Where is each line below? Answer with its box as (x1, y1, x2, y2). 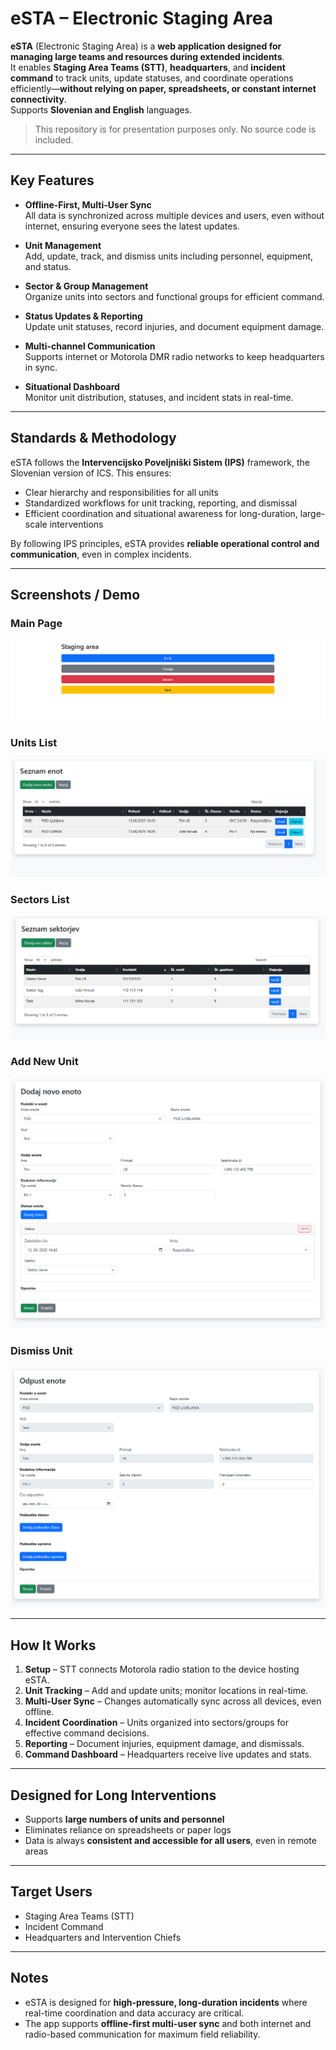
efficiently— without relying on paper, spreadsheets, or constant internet (10, 82, 317, 94)
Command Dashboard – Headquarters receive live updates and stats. (24, 1748, 312, 1761)
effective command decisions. (24, 1727, 150, 1739)
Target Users (10, 1883, 93, 1901)
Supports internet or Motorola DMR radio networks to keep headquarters (24, 350, 325, 362)
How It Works (10, 1637, 97, 1654)
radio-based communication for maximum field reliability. (24, 2028, 261, 2040)
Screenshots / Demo (10, 586, 141, 603)
